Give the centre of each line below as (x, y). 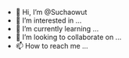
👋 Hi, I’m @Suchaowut (51, 12)
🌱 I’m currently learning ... (57, 29)
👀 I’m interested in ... (48, 20)
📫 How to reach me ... (52, 46)
